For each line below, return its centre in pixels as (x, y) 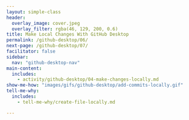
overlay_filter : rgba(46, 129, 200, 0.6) (65, 29)
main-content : (24, 68)
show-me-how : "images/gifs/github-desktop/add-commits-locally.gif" (95, 85)
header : (16, 18)
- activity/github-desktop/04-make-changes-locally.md (88, 79)
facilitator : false (31, 52)
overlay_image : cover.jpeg (46, 23)
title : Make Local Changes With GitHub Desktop (68, 35)
